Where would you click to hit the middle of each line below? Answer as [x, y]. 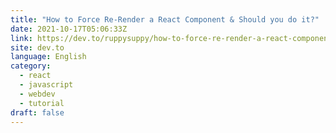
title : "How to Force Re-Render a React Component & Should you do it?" [165, 19]
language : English [48, 57]
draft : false [37, 112]
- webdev [37, 94]
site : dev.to [37, 47]
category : [31, 66]
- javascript [46, 85]
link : [21, 38]
